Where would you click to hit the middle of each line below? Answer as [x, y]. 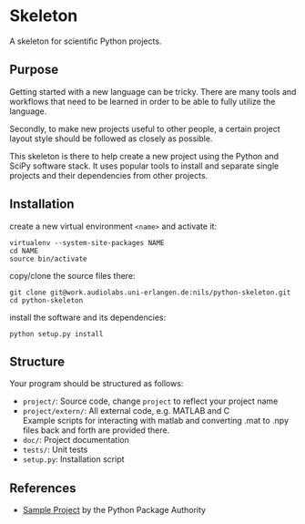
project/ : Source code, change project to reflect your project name [150, 401]
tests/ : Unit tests [55, 450]
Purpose [34, 70]
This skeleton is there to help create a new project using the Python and [144, 156]
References [43, 488]
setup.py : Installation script [73, 459]
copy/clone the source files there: [72, 275]
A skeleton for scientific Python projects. [86, 41]
